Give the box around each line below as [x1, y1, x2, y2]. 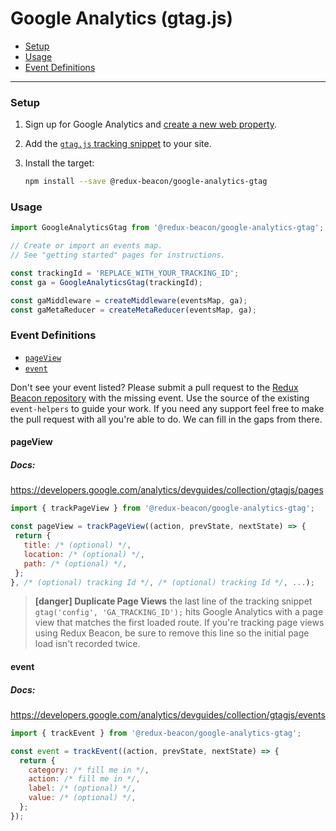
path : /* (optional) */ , [23, 558, 128, 569]
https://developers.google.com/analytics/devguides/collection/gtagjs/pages [10, 484, 324, 496]
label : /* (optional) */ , [28, 783, 137, 794]
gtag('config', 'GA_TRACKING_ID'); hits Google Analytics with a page [34, 606, 324, 618]
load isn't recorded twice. [34, 638, 141, 650]
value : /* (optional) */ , [28, 793, 137, 803]
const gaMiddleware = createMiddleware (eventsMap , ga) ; [10, 295, 248, 306]
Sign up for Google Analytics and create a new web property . [24, 118, 278, 131]
